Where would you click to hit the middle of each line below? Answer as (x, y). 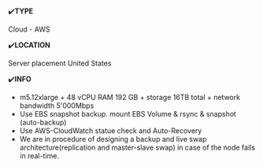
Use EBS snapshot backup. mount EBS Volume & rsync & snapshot (128, 114)
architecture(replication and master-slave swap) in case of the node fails (137, 147)
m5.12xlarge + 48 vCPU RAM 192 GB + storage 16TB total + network (130, 97)
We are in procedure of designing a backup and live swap (113, 139)
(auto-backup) (43, 122)
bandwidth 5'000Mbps (57, 106)
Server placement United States (60, 63)
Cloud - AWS (29, 29)
